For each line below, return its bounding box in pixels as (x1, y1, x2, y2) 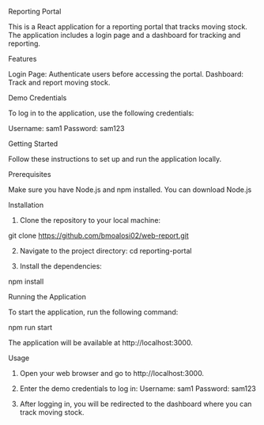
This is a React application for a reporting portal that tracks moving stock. (8, 22, 247, 31)
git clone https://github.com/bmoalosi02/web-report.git (8, 231, 190, 240)
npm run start (8, 323, 53, 332)
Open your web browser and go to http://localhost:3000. (19, 369, 204, 378)
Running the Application (8, 292, 87, 301)
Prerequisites (8, 170, 51, 179)
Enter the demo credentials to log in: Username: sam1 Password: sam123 (19, 384, 257, 393)
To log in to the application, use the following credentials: (8, 108, 194, 118)
